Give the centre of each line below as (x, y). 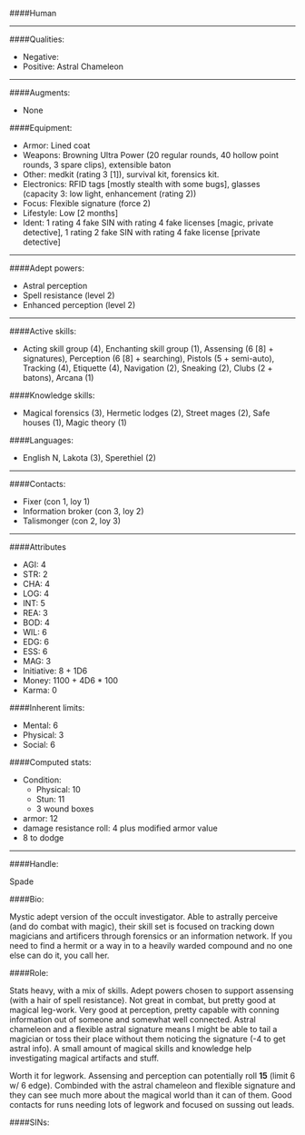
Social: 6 (39, 745)
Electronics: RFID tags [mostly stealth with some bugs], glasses (141, 184)
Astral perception (55, 286)
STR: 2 (35, 574)
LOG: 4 (36, 593)
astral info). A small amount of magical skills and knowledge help (131, 1048)
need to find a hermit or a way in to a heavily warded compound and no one (151, 946)
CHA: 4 (36, 584)
